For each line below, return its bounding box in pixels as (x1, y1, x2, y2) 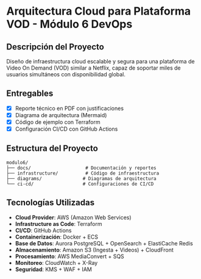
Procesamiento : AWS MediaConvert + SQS (15, 252, 125, 260)
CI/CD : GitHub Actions (15, 226, 72, 234)
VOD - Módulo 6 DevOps (6, 17, 133, 31)
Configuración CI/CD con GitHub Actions (15, 125, 118, 132)
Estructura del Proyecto (6, 143, 99, 154)
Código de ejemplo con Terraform (15, 118, 100, 126)
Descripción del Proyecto (6, 42, 105, 52)
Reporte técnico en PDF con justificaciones (15, 104, 124, 112)
